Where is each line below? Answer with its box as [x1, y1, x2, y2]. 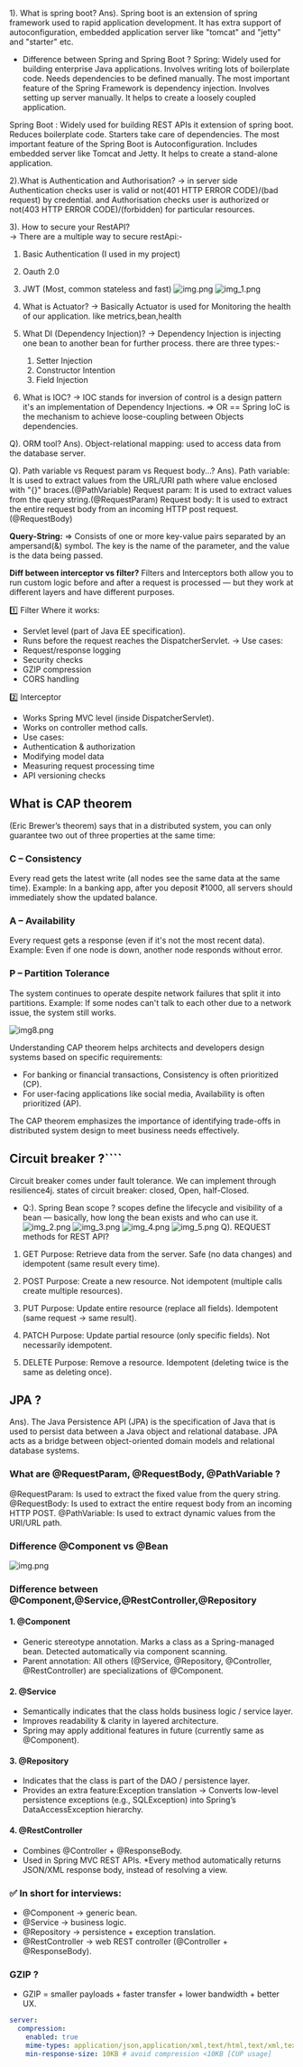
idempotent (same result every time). [22, 1258, 161, 1269]
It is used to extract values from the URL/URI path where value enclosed [9, 475, 278, 486]
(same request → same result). [22, 1312, 137, 1323]
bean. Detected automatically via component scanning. [22, 1646, 228, 1657]
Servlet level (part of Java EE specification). [22, 626, 186, 636]
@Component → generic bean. [22, 1907, 138, 1918]
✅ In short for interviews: [9, 1886, 122, 1899]
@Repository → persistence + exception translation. [22, 1926, 216, 1937]
